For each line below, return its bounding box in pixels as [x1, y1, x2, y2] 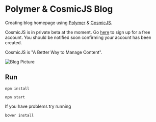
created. [5, 39, 22, 45]
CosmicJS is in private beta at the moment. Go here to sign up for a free [5, 29, 151, 35]
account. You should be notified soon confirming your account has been [5, 34, 152, 40]
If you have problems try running [5, 103, 71, 109]
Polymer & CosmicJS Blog [5, 3, 113, 15]
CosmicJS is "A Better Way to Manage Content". [5, 49, 103, 55]
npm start [5, 94, 26, 99]
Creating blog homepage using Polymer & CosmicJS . [5, 20, 113, 26]
